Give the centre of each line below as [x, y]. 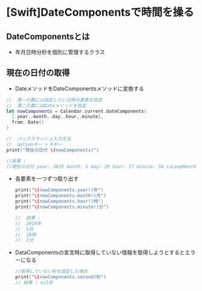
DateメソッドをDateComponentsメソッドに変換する [80, 89]
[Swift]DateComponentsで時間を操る [100, 12]
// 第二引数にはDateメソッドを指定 [46, 105]
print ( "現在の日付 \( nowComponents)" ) [53, 150]
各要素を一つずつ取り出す [47, 179]
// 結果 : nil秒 [34, 283]
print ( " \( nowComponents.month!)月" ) [61, 196]
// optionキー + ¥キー [34, 144]
